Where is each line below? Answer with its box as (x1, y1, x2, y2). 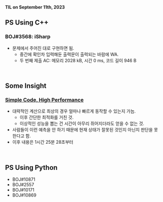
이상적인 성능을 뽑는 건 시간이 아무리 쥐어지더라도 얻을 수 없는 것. (19, 121, 144, 126)
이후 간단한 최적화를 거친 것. (19, 115, 74, 121)
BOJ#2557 (12, 182, 34, 188)
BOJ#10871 (12, 176, 35, 182)
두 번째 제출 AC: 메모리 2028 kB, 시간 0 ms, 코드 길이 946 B (19, 57, 137, 63)
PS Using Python (5, 163, 58, 172)
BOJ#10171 (12, 187, 34, 193)
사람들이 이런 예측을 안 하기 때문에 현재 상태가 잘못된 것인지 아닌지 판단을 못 (12, 127, 159, 133)
